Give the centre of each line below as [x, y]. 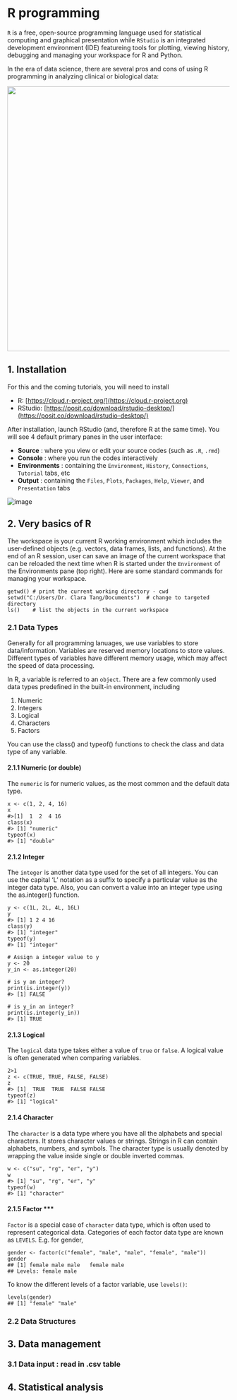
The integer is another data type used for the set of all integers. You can [113, 872]
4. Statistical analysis [55, 1387]
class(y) [20, 927]
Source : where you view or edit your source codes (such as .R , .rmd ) [119, 450]
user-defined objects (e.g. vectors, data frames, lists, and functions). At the [117, 548]
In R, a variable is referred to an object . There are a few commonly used [112, 679]
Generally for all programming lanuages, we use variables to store [103, 643]
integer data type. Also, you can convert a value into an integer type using [115, 888]
